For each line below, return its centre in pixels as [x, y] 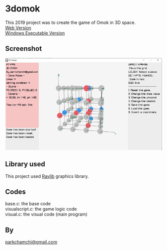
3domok [23, 9]
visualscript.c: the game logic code [41, 209]
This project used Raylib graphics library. [47, 176]
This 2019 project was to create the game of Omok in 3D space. [70, 22]
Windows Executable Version [35, 33]
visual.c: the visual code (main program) [46, 214]
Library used [25, 164]
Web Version [18, 27]
